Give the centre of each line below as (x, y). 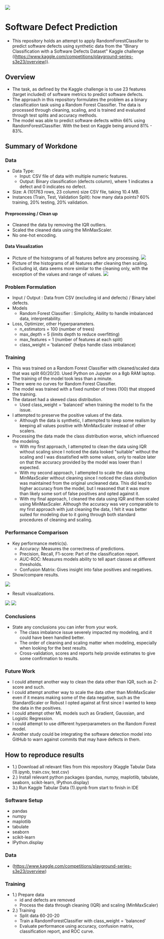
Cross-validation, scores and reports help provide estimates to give (87, 653)
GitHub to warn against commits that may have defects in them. (76, 739)
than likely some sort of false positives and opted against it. (79, 494)
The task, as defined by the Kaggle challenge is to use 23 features (79, 89)
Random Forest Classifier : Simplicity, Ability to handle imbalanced (86, 313)
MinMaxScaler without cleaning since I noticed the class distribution (88, 478)
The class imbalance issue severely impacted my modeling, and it (86, 632)
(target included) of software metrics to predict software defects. (78, 94)
